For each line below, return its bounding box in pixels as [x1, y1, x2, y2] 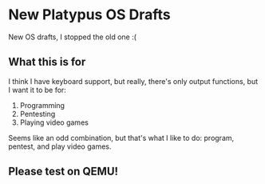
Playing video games [19, 118, 89, 127]
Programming [19, 100, 65, 110]
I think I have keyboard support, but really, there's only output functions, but [8, 76, 259, 86]
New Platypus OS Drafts [8, 6, 171, 24]
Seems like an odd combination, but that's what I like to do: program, [8, 133, 235, 142]
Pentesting [19, 109, 56, 118]
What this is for [8, 55, 86, 69]
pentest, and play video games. [8, 142, 112, 151]
